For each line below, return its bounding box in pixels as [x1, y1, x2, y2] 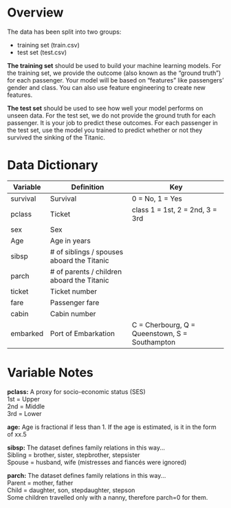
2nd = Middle [7, 402, 45, 410]
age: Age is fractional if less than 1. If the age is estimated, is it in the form [7, 423, 217, 431]
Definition [71, 182, 104, 192]
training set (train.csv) [16, 41, 80, 49]
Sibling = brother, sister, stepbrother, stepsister [7, 450, 140, 459]
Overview [7, 5, 64, 21]
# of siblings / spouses [50, 247, 124, 256]
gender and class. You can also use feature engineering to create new [7, 83, 206, 91]
